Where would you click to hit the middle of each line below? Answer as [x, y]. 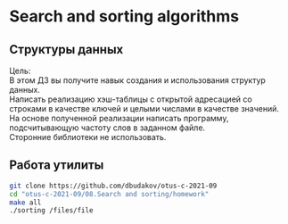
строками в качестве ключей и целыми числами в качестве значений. [144, 108]
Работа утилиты [57, 166]
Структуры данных [66, 50]
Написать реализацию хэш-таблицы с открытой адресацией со [131, 99]
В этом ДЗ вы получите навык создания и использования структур [137, 80]
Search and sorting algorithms [124, 17]
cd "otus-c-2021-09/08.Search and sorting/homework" [109, 194]
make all [25, 203]
